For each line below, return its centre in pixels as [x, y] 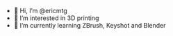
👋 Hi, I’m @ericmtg [40, 11]
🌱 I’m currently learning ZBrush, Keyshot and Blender [90, 25]
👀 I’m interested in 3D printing [56, 18]
